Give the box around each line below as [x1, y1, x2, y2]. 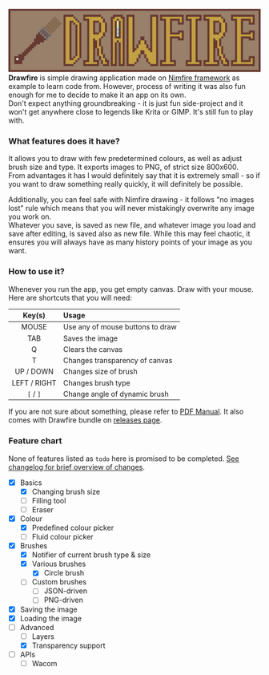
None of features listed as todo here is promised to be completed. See [8, 454, 239, 463]
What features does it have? [8, 135, 120, 147]
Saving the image [19, 604, 78, 614]
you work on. [8, 212, 52, 221]
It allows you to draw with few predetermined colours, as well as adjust [8, 154, 243, 164]
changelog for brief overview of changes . [8, 462, 146, 471]
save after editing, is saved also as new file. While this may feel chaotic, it [8, 229, 251, 239]
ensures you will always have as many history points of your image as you [8, 237, 253, 247]
